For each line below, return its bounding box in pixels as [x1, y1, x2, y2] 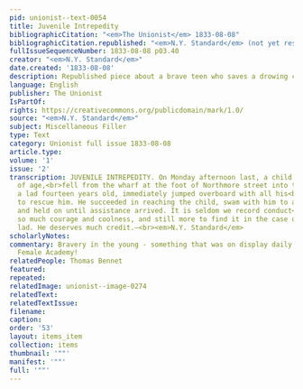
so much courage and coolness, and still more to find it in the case [17, 214, 289, 224]
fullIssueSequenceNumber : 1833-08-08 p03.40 [9, 47, 179, 56]
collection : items [9, 340, 78, 349]
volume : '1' [9, 155, 54, 165]
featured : [9, 265, 47, 274]
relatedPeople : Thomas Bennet [9, 256, 124, 266]
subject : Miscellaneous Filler [9, 123, 127, 132]
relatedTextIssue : [9, 299, 78, 308]
